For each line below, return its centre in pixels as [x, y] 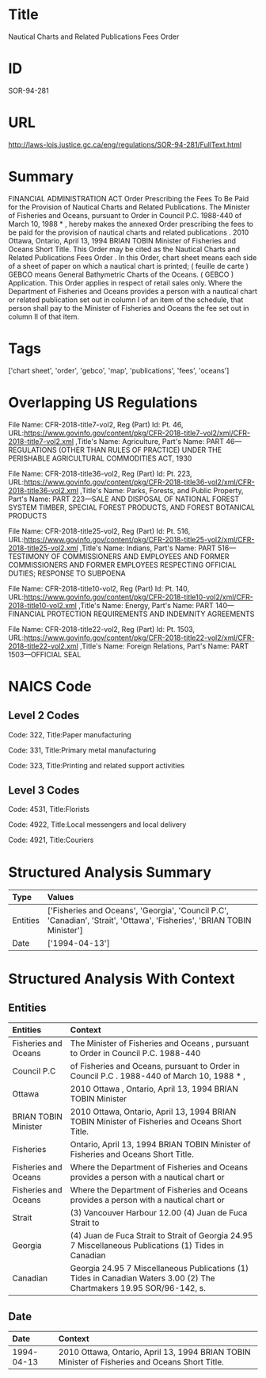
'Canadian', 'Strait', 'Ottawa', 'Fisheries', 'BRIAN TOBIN [149, 921]
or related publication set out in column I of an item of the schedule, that [126, 300]
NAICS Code [50, 686]
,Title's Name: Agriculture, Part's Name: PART [149, 441]
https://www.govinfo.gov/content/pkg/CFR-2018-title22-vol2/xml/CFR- [139, 637]
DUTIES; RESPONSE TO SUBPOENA [67, 573]
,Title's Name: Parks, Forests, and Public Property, [162, 490]
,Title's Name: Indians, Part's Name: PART [148, 548]
